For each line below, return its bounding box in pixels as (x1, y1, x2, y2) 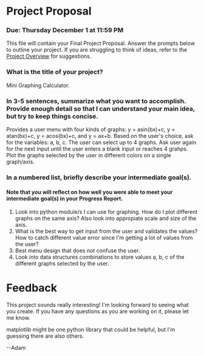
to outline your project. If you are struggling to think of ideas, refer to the (6, 46, 188, 53)
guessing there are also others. (6, 332, 84, 340)
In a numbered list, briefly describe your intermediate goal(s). (6, 173, 192, 182)
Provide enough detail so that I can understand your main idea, (6, 104, 195, 113)
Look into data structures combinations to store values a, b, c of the (15, 253, 185, 261)
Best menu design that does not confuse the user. (15, 247, 140, 255)
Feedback (6, 281, 58, 295)
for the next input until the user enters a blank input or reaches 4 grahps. (6, 145, 188, 152)
